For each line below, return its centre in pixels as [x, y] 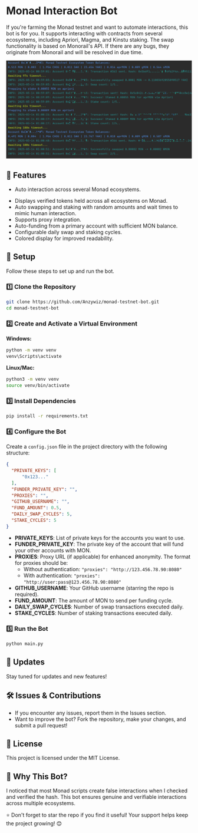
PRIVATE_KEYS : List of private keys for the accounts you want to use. [100, 538]
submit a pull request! [41, 725]
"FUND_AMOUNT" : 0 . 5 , [37, 508]
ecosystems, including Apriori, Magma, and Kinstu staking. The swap [90, 39]
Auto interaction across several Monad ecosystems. [78, 189]
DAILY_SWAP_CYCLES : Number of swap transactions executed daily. [99, 607]
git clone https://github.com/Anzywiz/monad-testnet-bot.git [83, 302]
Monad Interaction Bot [62, 11]
